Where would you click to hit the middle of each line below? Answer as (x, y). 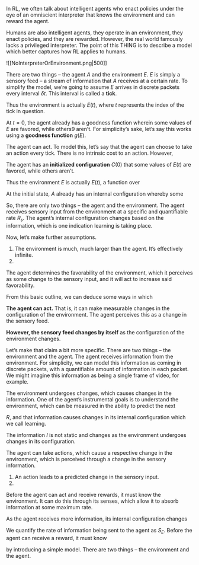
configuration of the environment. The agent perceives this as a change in (97, 314)
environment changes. (33, 339)
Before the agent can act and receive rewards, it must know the (84, 494)
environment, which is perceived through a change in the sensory (86, 459)
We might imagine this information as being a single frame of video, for (93, 375)
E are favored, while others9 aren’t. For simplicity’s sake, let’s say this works (99, 129)
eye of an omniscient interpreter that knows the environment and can (90, 15)
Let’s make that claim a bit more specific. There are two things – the (89, 350)
